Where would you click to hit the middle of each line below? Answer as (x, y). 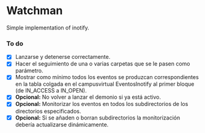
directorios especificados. (48, 111)
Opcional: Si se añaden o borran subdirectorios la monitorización (98, 118)
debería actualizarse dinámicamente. (62, 124)
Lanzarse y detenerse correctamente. (63, 57)
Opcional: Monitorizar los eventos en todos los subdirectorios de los (102, 104)
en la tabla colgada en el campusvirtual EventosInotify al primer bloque (105, 84)
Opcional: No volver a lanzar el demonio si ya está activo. (88, 97)
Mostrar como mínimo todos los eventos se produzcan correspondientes (107, 77)
